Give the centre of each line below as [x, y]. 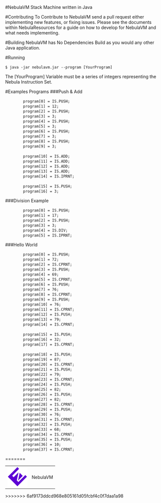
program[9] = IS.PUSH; [47, 299]
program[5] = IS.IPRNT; [48, 235]
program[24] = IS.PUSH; [48, 384]
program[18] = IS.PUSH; [48, 354]
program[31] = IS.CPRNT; [49, 419]
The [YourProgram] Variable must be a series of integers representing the [81, 76]
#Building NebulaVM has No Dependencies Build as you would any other [80, 42]
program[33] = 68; [42, 429]
